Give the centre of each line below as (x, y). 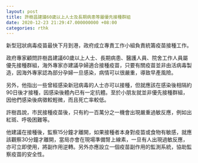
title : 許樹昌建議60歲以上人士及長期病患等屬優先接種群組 (68, 17)
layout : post (22, 11)
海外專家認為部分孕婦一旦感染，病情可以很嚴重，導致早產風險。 (99, 73)
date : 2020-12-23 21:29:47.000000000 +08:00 (62, 22)
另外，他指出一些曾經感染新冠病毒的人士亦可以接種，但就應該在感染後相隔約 (99, 85)
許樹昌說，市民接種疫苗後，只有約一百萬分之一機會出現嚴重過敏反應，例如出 (99, 112)
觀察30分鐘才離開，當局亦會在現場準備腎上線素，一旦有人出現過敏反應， (100, 139)
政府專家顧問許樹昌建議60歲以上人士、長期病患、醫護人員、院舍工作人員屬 (97, 58)
